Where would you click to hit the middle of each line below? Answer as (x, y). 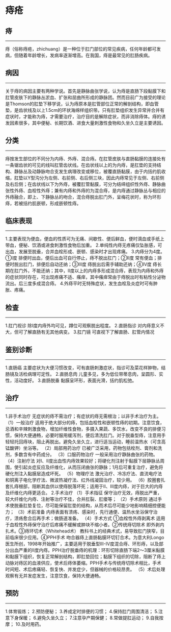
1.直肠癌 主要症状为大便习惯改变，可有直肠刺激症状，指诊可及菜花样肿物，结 (85, 368)
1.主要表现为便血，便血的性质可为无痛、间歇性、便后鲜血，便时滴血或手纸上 (85, 239)
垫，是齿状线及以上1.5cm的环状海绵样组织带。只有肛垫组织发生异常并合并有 (85, 110)
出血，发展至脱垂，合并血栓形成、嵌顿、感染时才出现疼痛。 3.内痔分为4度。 (85, 252)
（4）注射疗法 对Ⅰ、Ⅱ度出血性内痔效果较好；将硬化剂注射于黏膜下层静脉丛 (83, 460)
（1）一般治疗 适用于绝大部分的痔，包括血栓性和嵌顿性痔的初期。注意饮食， (85, 422)
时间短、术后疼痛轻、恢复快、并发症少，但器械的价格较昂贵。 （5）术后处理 (85, 569)
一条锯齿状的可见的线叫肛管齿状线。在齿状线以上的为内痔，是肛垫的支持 (81, 165)
